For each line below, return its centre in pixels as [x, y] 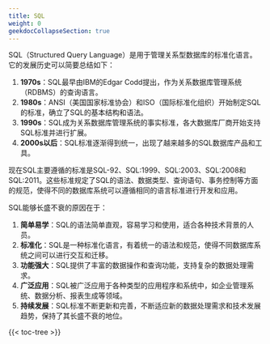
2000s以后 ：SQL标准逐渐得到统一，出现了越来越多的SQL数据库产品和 [137, 143]
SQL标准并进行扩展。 [55, 133]
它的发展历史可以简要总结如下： [61, 65]
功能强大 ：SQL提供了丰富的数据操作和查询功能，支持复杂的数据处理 [133, 265]
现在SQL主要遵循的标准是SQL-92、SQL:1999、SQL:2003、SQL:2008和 [127, 170]
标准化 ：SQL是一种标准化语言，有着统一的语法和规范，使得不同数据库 [137, 245]
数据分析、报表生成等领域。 [80, 295]
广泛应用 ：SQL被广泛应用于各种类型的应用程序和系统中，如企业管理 [133, 286]
